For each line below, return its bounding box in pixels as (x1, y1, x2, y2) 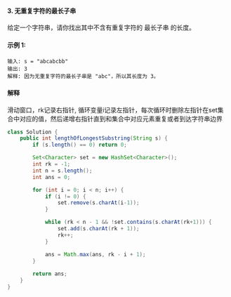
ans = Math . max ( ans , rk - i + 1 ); (44, 251, 146, 258)
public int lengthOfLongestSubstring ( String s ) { (20, 135, 169, 142)
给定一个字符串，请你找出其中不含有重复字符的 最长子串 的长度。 (7, 23, 195, 32)
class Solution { (7, 128, 58, 136)
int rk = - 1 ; (32, 161, 71, 168)
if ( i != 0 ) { (44, 193, 86, 200)
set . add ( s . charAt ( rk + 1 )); (57, 225, 140, 232)
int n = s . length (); (32, 167, 93, 174)
